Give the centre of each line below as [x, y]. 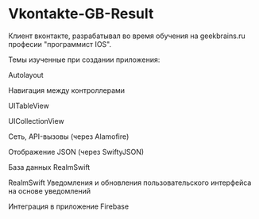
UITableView [29, 106]
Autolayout [26, 75]
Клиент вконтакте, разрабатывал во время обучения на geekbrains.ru [127, 36]
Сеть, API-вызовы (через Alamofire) [69, 136]
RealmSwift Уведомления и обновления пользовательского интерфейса [130, 182]
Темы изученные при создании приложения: [84, 60]
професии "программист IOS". [60, 44]
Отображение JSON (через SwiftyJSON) [76, 152]
